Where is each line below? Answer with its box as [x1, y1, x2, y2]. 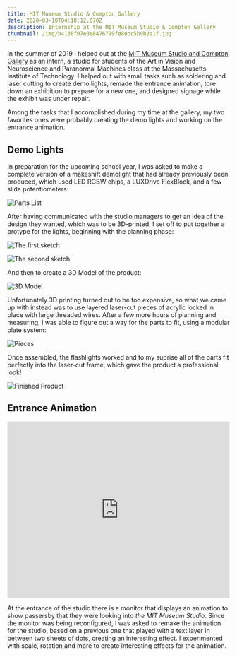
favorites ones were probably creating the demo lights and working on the [7, 116, 223, 124]
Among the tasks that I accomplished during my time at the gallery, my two [7, 108, 225, 117]
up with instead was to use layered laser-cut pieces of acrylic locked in [7, 303, 214, 312]
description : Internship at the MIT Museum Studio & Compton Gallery [7, 23, 217, 30]
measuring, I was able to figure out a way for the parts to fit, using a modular [7, 319, 230, 327]
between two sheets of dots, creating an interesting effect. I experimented [7, 634, 224, 642]
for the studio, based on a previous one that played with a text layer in [7, 626, 210, 634]
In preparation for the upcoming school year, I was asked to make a [7, 162, 203, 171]
